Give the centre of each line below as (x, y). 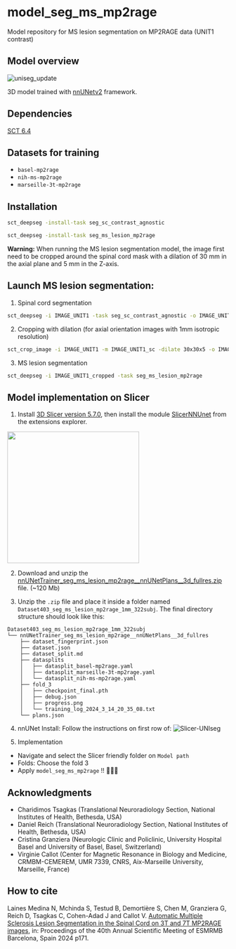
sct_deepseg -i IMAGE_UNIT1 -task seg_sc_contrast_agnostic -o (102, 316)
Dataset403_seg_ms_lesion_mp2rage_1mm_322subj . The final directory (115, 609)
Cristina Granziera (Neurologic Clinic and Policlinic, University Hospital (119, 839)
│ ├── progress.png (51, 703)
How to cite (33, 891)
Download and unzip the (53, 573)
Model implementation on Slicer (78, 397)
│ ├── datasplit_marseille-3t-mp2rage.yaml (88, 672)
